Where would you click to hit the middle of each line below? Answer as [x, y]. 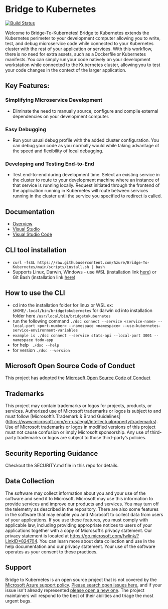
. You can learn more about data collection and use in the [96, 541]
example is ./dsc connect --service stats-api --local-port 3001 [82, 336]
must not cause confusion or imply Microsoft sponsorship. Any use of [77, 432]
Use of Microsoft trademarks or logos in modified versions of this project [80, 427]
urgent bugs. [18, 601]
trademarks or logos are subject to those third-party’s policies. [82, 438]
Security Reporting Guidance [52, 453]
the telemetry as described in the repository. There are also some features [82, 509]
